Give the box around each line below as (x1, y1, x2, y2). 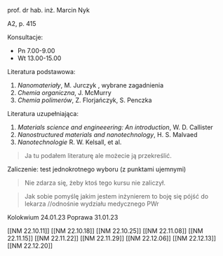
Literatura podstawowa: (7, 68, 76, 76)
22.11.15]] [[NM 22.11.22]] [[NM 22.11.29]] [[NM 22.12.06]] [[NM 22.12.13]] (7, 234, 216, 242)
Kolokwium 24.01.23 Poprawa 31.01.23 (7, 213, 119, 221)
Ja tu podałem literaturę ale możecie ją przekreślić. (24, 152, 172, 159)
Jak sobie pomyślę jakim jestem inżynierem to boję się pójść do (24, 192, 209, 200)
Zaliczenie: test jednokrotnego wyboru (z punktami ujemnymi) (7, 165, 187, 173)
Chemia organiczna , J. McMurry (17, 89, 112, 97)
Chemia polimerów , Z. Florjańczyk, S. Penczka (17, 96, 152, 104)
